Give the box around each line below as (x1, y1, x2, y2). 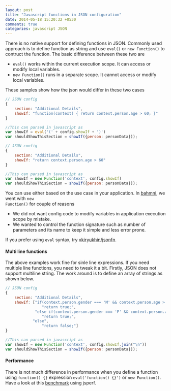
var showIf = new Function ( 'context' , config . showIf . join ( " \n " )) (5, 342, 147, 347)
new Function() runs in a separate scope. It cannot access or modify (12, 72, 157, 78)
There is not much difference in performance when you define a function (5, 369, 158, 375)
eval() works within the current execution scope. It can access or (12, 61, 151, 67)
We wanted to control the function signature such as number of (12, 221, 146, 227)
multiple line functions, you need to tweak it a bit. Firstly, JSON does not (5, 265, 157, 271)
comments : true (5, 21, 38, 27)
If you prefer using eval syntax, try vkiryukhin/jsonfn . (5, 237, 117, 243)
